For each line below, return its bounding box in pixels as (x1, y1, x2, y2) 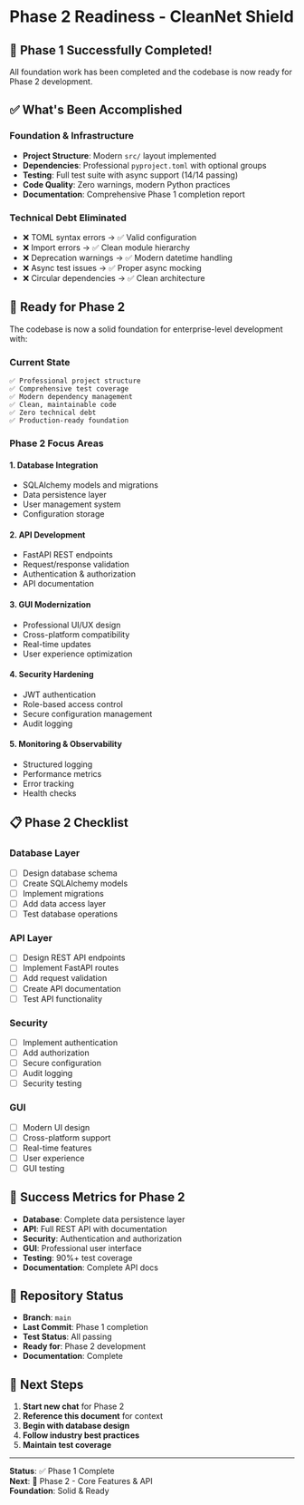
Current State (9, 355, 71, 368)
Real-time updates (22, 638, 92, 649)
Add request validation (22, 973, 108, 984)
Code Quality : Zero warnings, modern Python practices (22, 179, 231, 189)
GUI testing (22, 1162, 65, 1173)
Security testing (22, 1078, 82, 1089)
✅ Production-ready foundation (9, 416, 129, 425)
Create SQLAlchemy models (22, 878, 128, 888)
